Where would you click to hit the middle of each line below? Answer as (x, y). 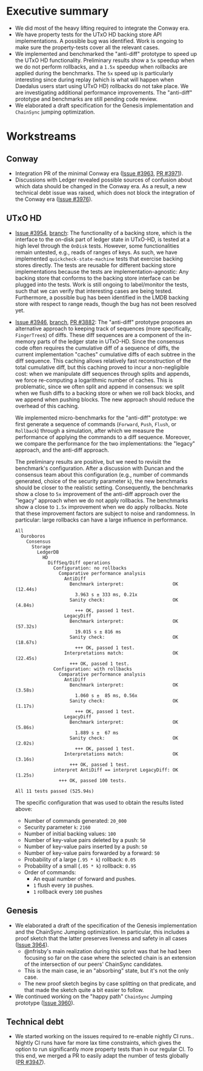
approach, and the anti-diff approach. (62, 450)
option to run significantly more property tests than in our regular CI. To (104, 1049)
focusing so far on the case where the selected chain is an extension (110, 957)
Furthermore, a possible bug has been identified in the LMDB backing (102, 297)
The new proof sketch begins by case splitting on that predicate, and (110, 983)
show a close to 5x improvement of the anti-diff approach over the (98, 494)
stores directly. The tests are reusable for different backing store (95, 265)
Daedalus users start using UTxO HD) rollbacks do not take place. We (102, 86)
